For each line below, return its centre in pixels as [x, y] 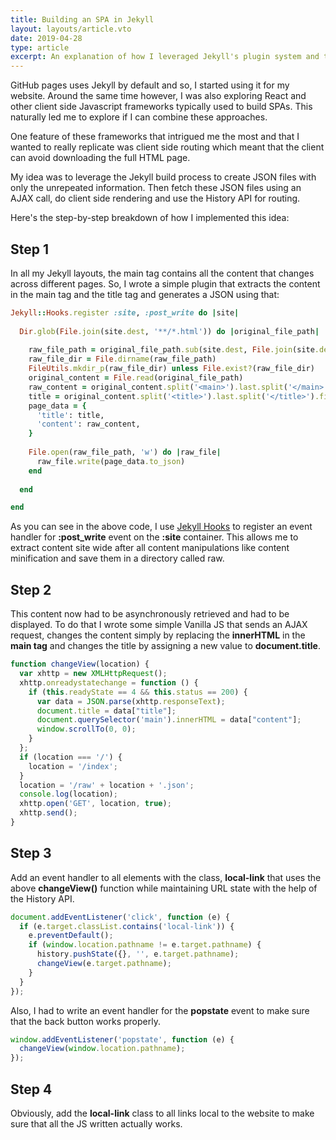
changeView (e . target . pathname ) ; [104, 964]
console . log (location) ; [68, 794]
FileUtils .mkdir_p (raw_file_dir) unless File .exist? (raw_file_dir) [171, 369]
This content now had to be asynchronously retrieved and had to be [150, 614]
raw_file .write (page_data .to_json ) [111, 461]
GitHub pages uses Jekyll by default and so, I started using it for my [150, 85]
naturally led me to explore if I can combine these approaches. [139, 117]
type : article [40, 47]
